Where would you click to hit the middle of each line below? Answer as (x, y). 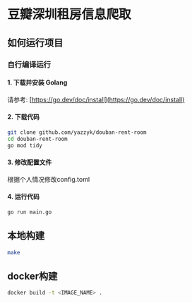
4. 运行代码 (24, 197)
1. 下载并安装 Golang (37, 82)
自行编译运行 (29, 64)
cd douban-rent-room (38, 139)
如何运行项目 (35, 43)
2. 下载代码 (24, 117)
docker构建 (32, 276)
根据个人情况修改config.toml (49, 179)
